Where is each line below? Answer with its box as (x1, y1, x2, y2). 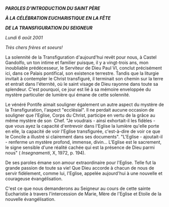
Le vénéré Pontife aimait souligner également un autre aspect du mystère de (5, 101, 164, 108)
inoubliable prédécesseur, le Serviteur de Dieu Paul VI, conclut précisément (5, 65, 162, 71)
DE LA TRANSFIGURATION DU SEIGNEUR (5, 25, 93, 31)
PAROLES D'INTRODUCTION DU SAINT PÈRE (5, 6, 100, 11)
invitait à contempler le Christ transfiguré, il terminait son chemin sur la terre (5, 76, 163, 81)
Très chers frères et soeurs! (5, 44, 63, 50)
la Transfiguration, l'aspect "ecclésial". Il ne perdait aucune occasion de (5, 107, 154, 113)
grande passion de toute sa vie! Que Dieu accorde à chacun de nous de (5, 165, 154, 171)
